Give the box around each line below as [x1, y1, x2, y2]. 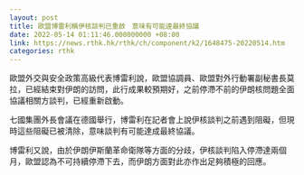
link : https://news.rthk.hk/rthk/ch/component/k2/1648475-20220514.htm [9, 38, 285, 48]
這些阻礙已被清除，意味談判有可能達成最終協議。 [16, 125, 200, 136]
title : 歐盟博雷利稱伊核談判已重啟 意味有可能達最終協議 [9, 22, 200, 31]
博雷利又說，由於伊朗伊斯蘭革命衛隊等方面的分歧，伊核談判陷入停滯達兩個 [9, 145, 287, 156]
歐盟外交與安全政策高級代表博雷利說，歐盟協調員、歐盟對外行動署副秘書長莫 [9, 73, 295, 84]
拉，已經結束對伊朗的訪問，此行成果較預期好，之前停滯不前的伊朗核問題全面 [9, 84, 295, 95]
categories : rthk [9, 47, 75, 56]
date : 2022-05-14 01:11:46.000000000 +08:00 [9, 30, 180, 39]
